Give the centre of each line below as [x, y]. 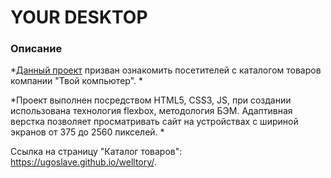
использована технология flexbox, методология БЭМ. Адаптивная [151, 111]
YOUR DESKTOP [79, 17]
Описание [36, 49]
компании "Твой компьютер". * [77, 81]
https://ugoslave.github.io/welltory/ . [83, 162]
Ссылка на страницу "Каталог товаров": [96, 152]
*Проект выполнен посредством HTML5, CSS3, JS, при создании [151, 100]
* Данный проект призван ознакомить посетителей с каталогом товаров [166, 70]
